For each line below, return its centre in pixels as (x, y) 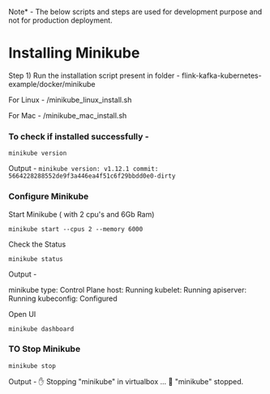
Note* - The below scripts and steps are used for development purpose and (135, 12)
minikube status (36, 259)
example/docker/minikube (52, 84)
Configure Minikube (49, 196)
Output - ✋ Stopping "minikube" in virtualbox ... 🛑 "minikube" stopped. (126, 381)
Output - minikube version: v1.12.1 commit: (84, 169)
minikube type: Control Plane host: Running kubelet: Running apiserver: (128, 289)
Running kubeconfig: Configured (63, 298)
